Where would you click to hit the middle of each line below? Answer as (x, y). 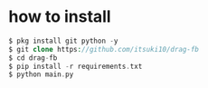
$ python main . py (41, 74)
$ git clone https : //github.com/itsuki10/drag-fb (104, 49)
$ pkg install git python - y (63, 41)
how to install (60, 17)
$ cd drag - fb (33, 58)
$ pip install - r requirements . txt (76, 66)
